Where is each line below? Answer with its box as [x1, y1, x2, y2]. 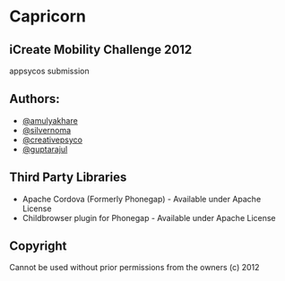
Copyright [9, 239, 67, 254]
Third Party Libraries [9, 170, 127, 185]
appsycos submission [9, 65, 90, 76]
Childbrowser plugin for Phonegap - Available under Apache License [22, 212, 276, 223]
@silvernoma [22, 124, 72, 135]
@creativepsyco [22, 134, 83, 145]
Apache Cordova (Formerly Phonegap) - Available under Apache [22, 193, 262, 204]
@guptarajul [22, 143, 68, 154]
